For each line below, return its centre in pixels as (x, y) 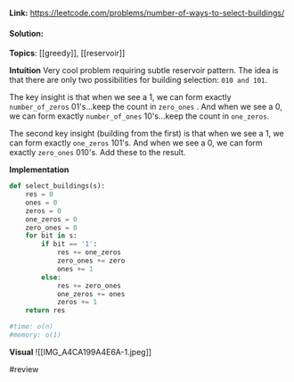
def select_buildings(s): (57, 187)
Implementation (39, 170)
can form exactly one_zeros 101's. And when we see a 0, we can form (136, 143)
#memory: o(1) (36, 335)
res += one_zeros (89, 253)
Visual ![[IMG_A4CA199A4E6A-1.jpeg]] (81, 352)
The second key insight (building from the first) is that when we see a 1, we (147, 134)
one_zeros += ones (91, 294)
